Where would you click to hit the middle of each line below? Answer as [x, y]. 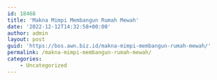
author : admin [28, 33]
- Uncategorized [44, 65]
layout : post [26, 40]
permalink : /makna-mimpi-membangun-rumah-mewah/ [79, 53]
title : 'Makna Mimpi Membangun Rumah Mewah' [73, 20]
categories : [24, 59]
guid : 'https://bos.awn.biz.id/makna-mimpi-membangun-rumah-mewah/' [109, 46]
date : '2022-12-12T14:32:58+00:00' [59, 26]
